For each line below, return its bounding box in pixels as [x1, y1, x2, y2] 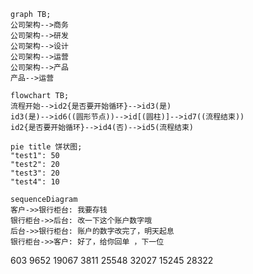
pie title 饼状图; [10, 142, 83, 152]
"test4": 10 [10, 177, 60, 187]
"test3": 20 [10, 168, 60, 178]
